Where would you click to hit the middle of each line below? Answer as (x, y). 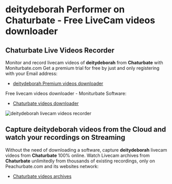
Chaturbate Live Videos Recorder (60, 50)
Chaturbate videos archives (42, 176)
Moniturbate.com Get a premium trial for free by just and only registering (82, 68)
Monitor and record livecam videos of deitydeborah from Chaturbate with (84, 62)
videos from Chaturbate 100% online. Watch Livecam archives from (78, 155)
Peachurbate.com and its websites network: (52, 166)
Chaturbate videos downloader (46, 103)
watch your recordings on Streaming (65, 137)
